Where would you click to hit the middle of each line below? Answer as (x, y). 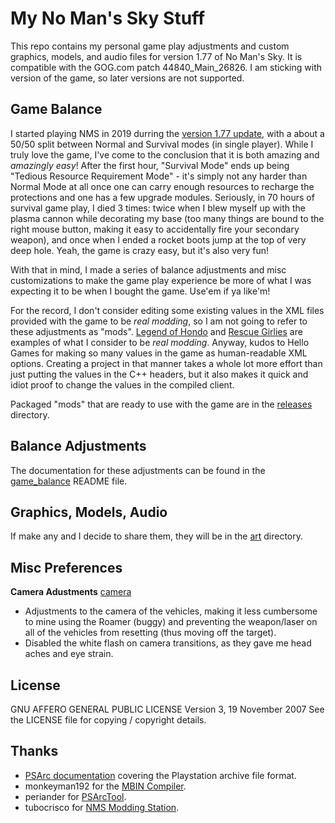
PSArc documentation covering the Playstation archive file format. (160, 775)
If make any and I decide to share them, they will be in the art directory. (157, 536)
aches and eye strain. (69, 654)
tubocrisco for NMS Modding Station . (102, 807)
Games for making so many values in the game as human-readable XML (159, 353)
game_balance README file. (69, 481)
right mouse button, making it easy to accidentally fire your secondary (155, 229)
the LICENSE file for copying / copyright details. (108, 720)
